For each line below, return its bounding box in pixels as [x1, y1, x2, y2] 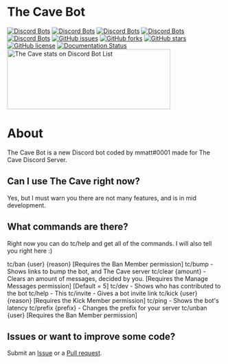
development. [7, 201, 46, 209]
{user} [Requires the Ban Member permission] [7, 310, 137, 319]
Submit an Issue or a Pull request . [7, 349, 102, 357]
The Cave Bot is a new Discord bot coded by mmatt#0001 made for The [7, 148, 211, 157]
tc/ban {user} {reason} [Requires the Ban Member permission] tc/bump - [7, 260, 214, 268]
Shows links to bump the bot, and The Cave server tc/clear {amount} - [7, 267, 206, 275]
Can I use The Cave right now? [7, 176, 141, 187]
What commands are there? [7, 221, 128, 233]
